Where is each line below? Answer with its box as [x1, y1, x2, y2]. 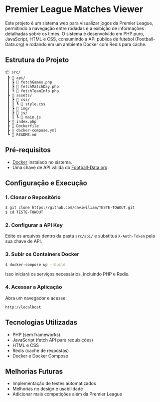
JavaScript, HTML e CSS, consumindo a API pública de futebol [5, 36, 134, 42]
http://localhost [5, 304, 41, 309]
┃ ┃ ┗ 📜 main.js [7, 114, 41, 119]
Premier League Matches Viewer [5, 3, 144, 15]
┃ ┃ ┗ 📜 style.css [7, 101, 46, 106]
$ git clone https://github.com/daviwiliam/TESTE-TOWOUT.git [5, 205, 135, 210]
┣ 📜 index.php [7, 119, 37, 124]
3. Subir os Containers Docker [5, 251, 80, 258]
